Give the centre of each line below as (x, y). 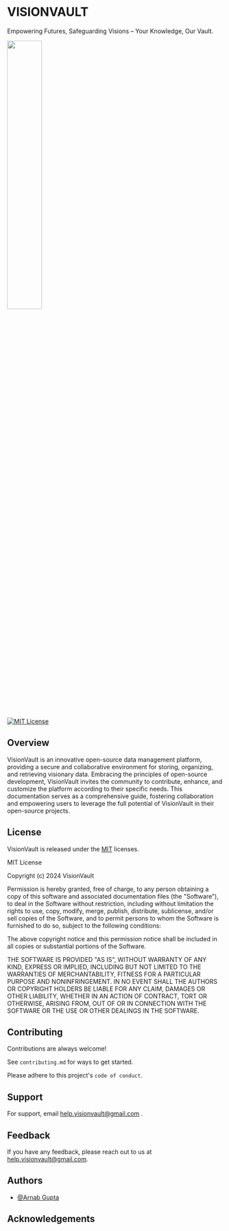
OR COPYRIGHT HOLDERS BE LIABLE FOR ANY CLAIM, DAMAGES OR (106, 989)
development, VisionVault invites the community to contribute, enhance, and (115, 781)
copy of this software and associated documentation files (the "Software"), (113, 896)
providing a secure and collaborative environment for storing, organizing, (110, 767)
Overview (28, 743)
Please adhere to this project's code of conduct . (75, 1075)
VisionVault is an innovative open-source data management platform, (105, 759)
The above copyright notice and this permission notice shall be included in (112, 939)
